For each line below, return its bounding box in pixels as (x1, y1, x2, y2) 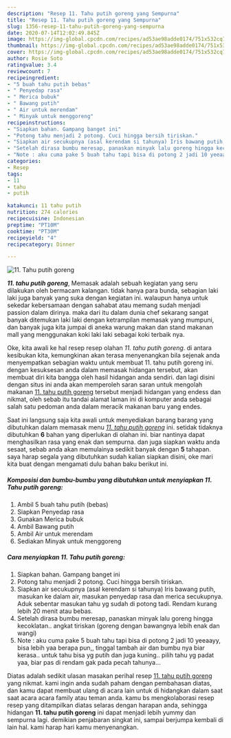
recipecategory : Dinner (7, 241, 76, 248)
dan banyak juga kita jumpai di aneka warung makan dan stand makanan (7, 323, 213, 331)
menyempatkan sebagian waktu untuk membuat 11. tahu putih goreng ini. (7, 358, 214, 367)
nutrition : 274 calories (7, 208, 78, 216)
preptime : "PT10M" (7, 222, 60, 229)
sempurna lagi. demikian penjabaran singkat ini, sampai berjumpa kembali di (7, 716, 223, 724)
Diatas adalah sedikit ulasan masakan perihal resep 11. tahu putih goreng (7, 672, 212, 680)
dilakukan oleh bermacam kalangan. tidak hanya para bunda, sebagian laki (7, 287, 219, 295)
